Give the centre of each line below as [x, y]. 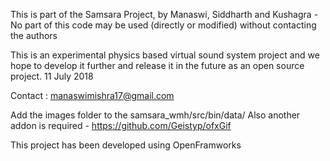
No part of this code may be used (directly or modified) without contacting [163, 25]
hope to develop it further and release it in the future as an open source [157, 65]
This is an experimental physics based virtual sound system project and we [165, 55]
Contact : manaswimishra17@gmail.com [92, 95]
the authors [34, 35]
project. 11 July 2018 [52, 76]
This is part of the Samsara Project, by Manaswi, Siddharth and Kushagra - [164, 14]
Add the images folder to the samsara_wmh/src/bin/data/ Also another [155, 115]
